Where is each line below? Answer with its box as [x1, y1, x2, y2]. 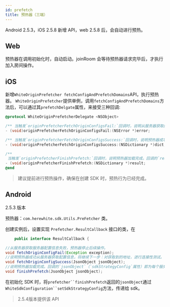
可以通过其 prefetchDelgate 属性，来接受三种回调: [18, 104, 120, 110]
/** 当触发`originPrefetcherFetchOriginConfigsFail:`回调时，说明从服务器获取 [5, 124, 164, 129]
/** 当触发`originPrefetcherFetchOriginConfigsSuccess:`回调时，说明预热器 [5, 137, 159, 142]
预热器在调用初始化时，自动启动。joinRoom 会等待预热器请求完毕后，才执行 [5, 56, 163, 62]
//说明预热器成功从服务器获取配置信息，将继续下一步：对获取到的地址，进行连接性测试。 [5, 255, 164, 260]
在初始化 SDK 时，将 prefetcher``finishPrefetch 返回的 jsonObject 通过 [5, 279, 152, 285]
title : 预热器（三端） [5, 12, 48, 17]
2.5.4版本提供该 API [17, 296, 59, 302]
